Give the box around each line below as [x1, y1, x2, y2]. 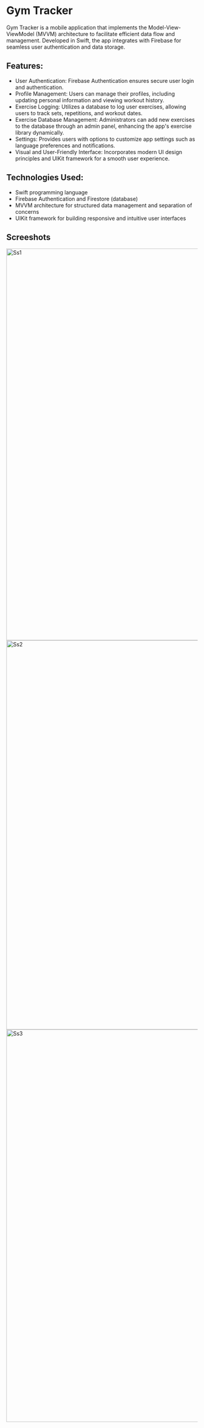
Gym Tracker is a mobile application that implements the [6, 24, 148, 31]
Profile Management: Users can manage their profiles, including [15, 90, 175, 97]
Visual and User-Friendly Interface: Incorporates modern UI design [15, 148, 182, 155]
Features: [6, 61, 44, 71]
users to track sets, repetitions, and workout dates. [15, 109, 143, 116]
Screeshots [6, 232, 51, 242]
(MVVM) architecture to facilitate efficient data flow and [35, 30, 175, 37]
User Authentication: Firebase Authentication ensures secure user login [15, 77, 194, 84]
